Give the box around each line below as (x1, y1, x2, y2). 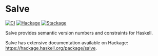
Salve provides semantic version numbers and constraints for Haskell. (5, 30, 153, 36)
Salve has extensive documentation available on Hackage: (5, 39, 128, 46)
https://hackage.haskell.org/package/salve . (5, 45, 97, 51)
